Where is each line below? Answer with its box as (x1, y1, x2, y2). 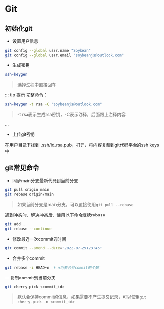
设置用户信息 (12, 38, 38, 44)
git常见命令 (5, 163, 39, 172)
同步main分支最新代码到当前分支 (12, 178, 79, 184)
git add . (5, 222, 26, 227)
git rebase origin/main (5, 192, 54, 197)
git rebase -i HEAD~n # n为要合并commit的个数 (5, 265, 99, 270)
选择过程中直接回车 (17, 81, 56, 87)
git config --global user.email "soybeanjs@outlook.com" (5, 53, 124, 58)
